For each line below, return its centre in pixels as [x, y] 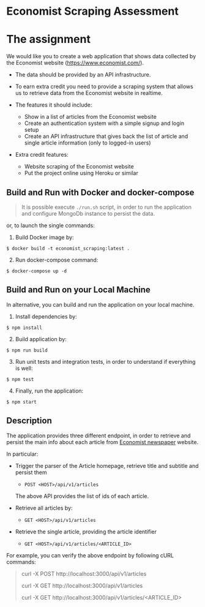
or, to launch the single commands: [50, 225]
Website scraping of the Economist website [79, 167]
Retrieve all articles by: [44, 508]
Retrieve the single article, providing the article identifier [86, 532]
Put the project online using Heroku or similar [81, 173]
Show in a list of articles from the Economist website [91, 117]
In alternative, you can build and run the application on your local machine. [100, 304]
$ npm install [24, 328]
